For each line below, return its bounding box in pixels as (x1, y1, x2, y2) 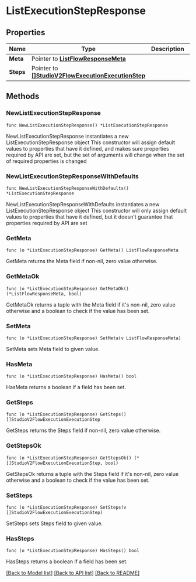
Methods (6, 91, 40, 101)
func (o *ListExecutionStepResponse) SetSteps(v (6, 505, 127, 510)
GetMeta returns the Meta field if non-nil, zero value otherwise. (6, 258, 158, 265)
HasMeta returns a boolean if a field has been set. (6, 384, 127, 391)
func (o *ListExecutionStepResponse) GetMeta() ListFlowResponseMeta (6, 247, 179, 253)
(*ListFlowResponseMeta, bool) (6, 291, 82, 297)
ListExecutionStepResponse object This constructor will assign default (6, 139, 176, 146)
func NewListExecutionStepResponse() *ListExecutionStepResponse (6, 122, 168, 128)
